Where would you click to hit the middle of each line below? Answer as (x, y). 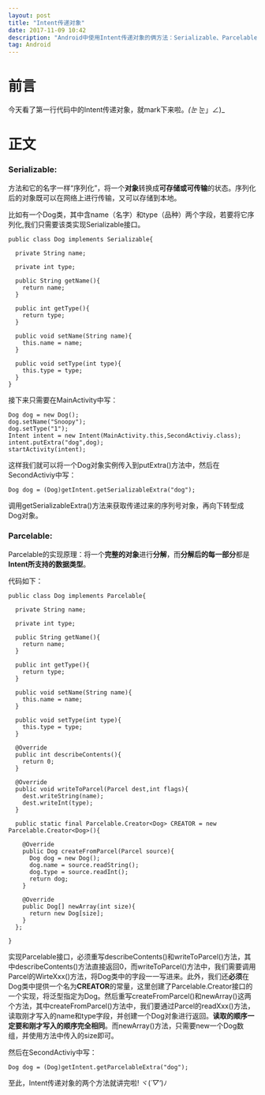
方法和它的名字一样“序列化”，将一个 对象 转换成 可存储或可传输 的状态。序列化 (132, 188)
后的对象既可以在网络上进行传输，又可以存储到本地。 (95, 197)
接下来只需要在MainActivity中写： (63, 400)
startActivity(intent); (47, 449)
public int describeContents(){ (69, 754)
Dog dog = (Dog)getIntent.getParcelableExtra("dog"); (99, 1067)
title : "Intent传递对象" (47, 23)
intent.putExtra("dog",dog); (56, 443)
